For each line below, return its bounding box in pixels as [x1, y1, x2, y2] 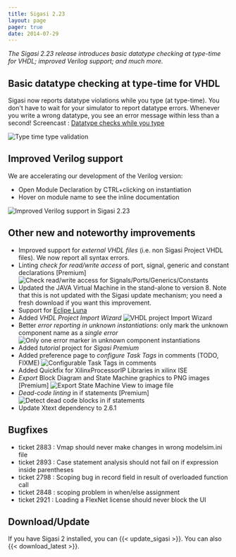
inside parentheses [18, 465, 74, 474]
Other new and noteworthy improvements [8, 227, 196, 239]
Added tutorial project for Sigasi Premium [18, 344, 139, 352]
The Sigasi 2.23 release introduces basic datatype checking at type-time [8, 49, 221, 58]
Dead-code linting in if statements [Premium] [18, 388, 150, 397]
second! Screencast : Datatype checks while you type [8, 119, 165, 127]
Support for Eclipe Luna [18, 305, 87, 315]
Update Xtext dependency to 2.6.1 [18, 404, 117, 412]
